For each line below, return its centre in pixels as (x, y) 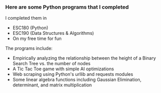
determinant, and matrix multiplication (52, 85)
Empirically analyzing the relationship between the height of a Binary (84, 58)
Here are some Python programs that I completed (67, 7)
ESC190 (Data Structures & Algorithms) (53, 33)
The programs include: (29, 49)
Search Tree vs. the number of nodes (51, 64)
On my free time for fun (37, 38)
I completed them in (26, 18)
